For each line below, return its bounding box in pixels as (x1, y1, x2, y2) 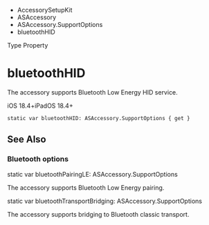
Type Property (7, 41, 48, 49)
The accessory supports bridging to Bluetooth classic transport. (7, 210, 190, 218)
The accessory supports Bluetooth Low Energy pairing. (7, 183, 165, 192)
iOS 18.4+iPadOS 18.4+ (7, 101, 74, 110)
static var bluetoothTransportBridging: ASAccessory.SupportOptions (7, 197, 203, 205)
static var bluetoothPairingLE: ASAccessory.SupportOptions (7, 170, 178, 178)
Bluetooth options (7, 155, 69, 164)
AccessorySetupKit (17, 6, 73, 14)
